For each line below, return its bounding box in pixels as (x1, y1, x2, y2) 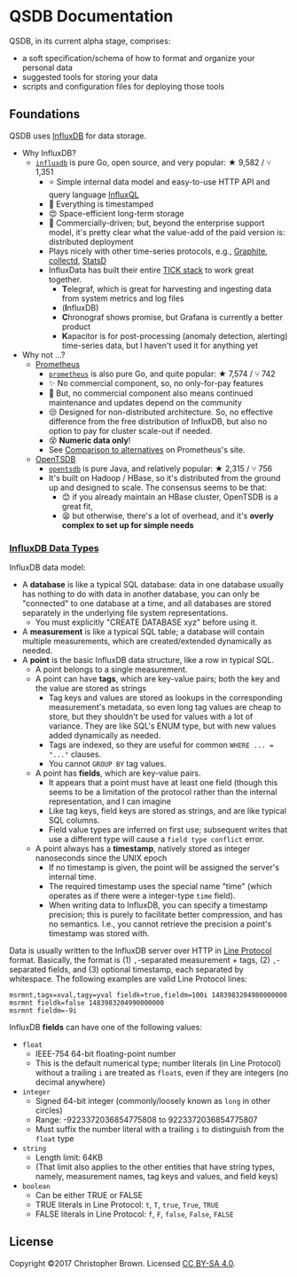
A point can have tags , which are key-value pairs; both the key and (35, 674, 281, 684)
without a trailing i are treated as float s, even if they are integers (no (35, 1068, 289, 1078)
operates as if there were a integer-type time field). (48, 890, 236, 902)
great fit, (61, 501, 93, 511)
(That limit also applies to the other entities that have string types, (35, 1162, 276, 1172)
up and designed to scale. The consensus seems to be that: (48, 482, 268, 493)
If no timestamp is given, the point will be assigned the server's (48, 863, 280, 873)
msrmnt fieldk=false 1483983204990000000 (9, 998, 165, 1008)
